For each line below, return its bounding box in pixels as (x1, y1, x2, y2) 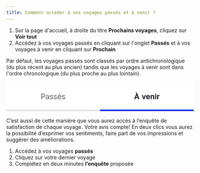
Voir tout (14, 33, 37, 40)
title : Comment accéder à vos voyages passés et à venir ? (6, 10, 156, 15)
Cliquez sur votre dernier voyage (14, 153, 96, 161)
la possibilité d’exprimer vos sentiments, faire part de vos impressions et (6, 130, 183, 137)
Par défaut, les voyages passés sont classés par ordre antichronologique (6, 57, 185, 64)
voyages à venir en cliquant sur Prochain (14, 45, 116, 53)
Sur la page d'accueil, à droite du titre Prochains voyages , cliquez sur (14, 27, 187, 34)
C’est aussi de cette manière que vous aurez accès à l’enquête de (6, 117, 167, 124)
